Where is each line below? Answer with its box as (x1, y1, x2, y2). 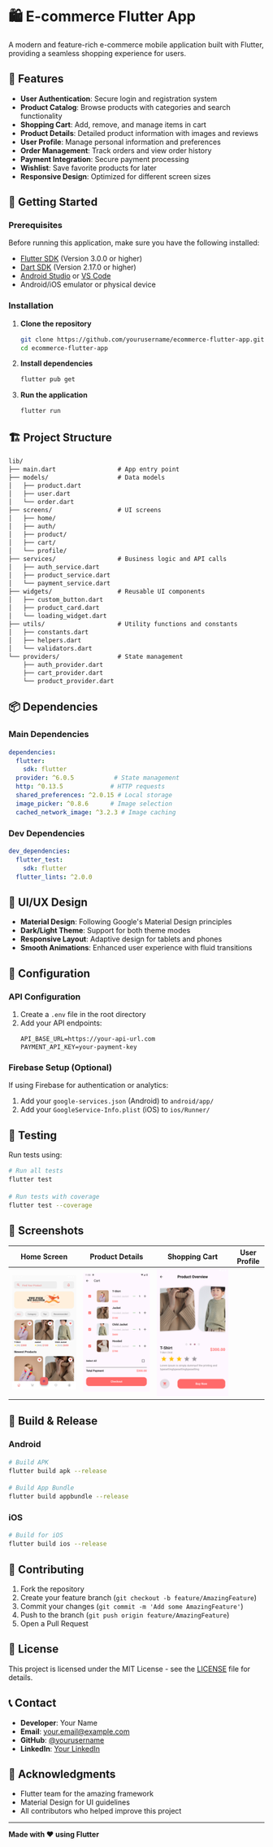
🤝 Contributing (8, 1562, 84, 1577)
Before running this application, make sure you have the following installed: (8, 238, 260, 248)
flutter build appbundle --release (8, 1493, 129, 1501)
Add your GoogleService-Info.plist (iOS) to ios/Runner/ (19, 1105, 210, 1115)
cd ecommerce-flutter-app (19, 344, 108, 352)
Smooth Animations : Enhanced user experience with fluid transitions (19, 943, 253, 953)
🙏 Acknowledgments (8, 1767, 116, 1781)
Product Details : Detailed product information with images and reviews (19, 128, 258, 138)
